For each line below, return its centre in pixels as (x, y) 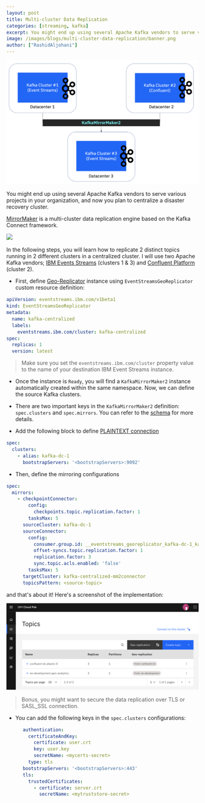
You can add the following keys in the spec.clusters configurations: (100, 718)
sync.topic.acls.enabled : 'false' (77, 564)
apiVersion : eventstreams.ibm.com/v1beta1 (61, 300)
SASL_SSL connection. (50, 706)
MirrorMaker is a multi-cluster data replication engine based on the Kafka (99, 219)
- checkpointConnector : (48, 499)
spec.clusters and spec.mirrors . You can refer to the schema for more (104, 413)
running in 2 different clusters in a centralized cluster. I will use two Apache (101, 256)
